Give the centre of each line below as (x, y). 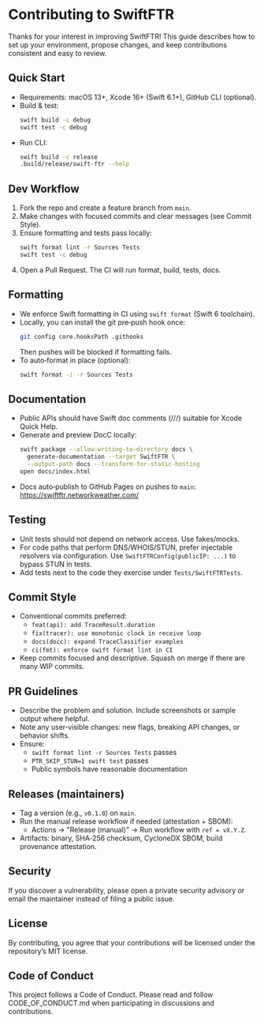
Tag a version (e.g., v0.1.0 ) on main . (78, 813)
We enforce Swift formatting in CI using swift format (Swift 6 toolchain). (137, 314)
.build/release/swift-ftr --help (74, 164)
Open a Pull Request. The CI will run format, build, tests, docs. (120, 269)
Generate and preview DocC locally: (78, 435)
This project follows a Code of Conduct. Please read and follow (111, 995)
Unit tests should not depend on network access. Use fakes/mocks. (130, 539)
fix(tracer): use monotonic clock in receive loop (116, 633)
